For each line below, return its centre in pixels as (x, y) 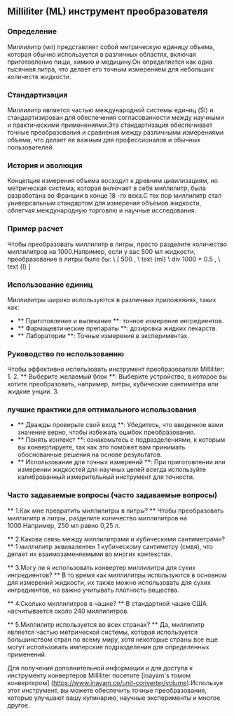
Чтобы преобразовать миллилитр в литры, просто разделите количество (117, 244)
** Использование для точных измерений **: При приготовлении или (121, 462)
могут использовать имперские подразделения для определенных (108, 647)
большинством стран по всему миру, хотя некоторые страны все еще (113, 639)
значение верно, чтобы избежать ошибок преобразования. (106, 432)
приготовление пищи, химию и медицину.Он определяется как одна (110, 62)
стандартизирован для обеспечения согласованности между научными (116, 117)
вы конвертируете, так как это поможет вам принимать (101, 447)
